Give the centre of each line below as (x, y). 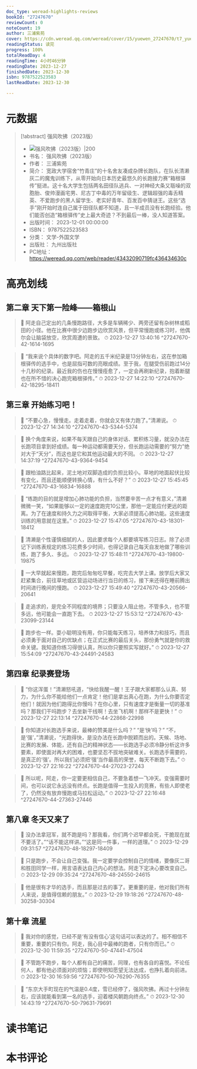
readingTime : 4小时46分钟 (36, 61)
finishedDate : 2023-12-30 (38, 72)
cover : (14, 39)
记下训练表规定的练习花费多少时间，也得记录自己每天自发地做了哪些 (103, 547)
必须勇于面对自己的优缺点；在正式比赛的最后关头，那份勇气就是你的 (103, 640)
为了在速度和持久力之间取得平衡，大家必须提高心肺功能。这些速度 (111, 513)
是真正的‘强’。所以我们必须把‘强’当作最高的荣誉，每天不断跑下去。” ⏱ (103, 759)
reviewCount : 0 (25, 22)
